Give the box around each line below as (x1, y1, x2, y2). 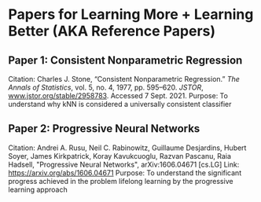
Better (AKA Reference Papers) (8, 22, 216, 40)
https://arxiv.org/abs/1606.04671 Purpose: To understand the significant (8, 167, 242, 178)
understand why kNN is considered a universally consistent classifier (8, 100, 232, 108)
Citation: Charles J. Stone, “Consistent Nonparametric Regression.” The (8, 75, 240, 83)
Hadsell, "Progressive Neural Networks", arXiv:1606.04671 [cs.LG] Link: (8, 160, 240, 169)
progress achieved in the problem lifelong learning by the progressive (8, 176, 233, 185)
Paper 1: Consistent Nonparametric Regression (8, 53, 243, 67)
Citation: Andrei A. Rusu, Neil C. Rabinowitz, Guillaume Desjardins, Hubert (8, 143, 247, 152)
